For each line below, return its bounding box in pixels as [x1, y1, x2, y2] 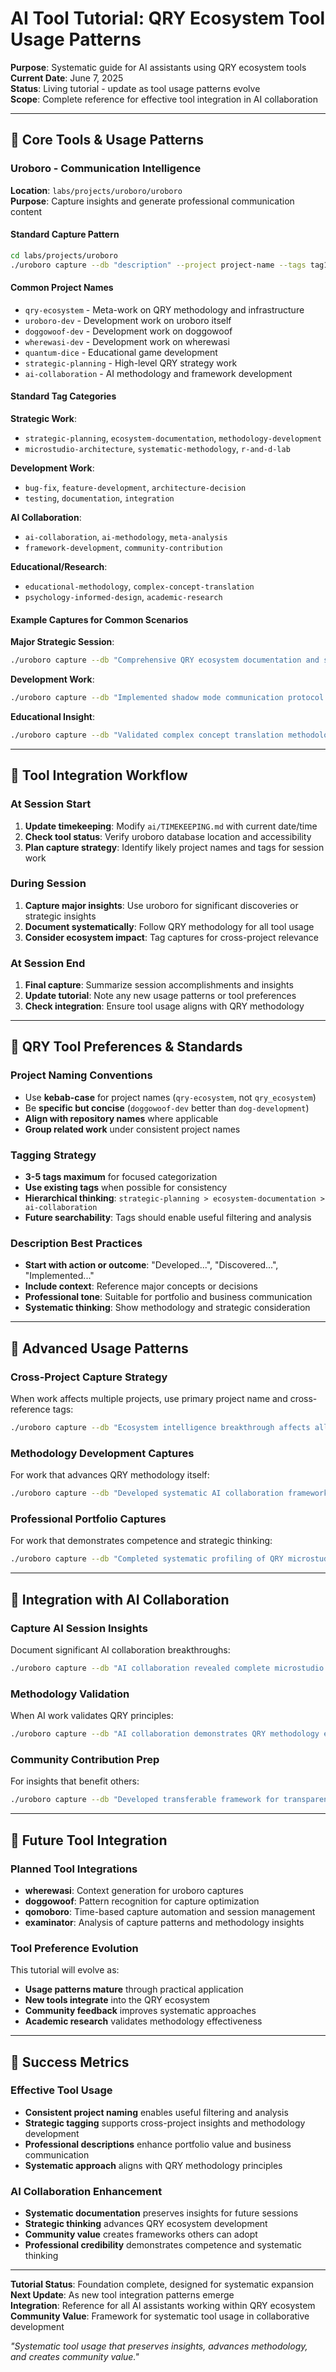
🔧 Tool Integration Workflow [10, 767, 188, 784]
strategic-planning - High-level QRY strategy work [24, 357, 238, 369]
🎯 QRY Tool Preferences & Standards [10, 1038, 243, 1056]
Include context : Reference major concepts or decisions [24, 1280, 259, 1292]
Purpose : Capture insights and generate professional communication [10, 195, 295, 207]
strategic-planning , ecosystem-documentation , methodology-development [24, 432, 322, 444]
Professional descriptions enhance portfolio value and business [24, 2138, 292, 2150]
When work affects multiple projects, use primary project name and [10, 1393, 288, 1405]
